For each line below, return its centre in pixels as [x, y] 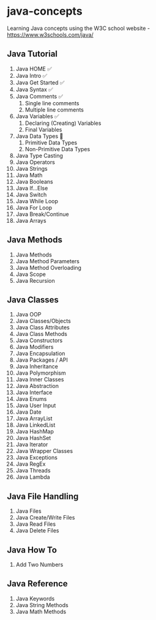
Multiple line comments [54, 110]
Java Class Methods [42, 334]
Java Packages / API [42, 360]
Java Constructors [39, 340]
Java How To [32, 550]
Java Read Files [36, 524]
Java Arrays [31, 220]
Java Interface [34, 392]
